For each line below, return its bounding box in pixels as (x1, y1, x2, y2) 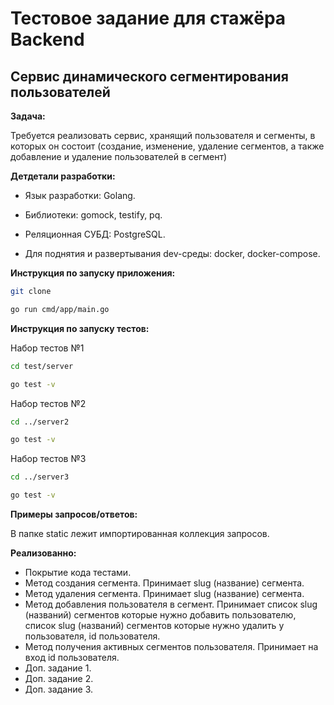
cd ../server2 (10, 417, 70, 427)
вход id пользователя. (24, 652, 120, 663)
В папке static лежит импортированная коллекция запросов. (10, 528, 270, 539)
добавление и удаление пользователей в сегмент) (10, 151, 228, 162)
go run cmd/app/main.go (10, 304, 110, 314)
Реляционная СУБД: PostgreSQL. (24, 228, 166, 240)
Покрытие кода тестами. (24, 567, 132, 578)
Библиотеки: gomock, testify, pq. (24, 209, 163, 221)
